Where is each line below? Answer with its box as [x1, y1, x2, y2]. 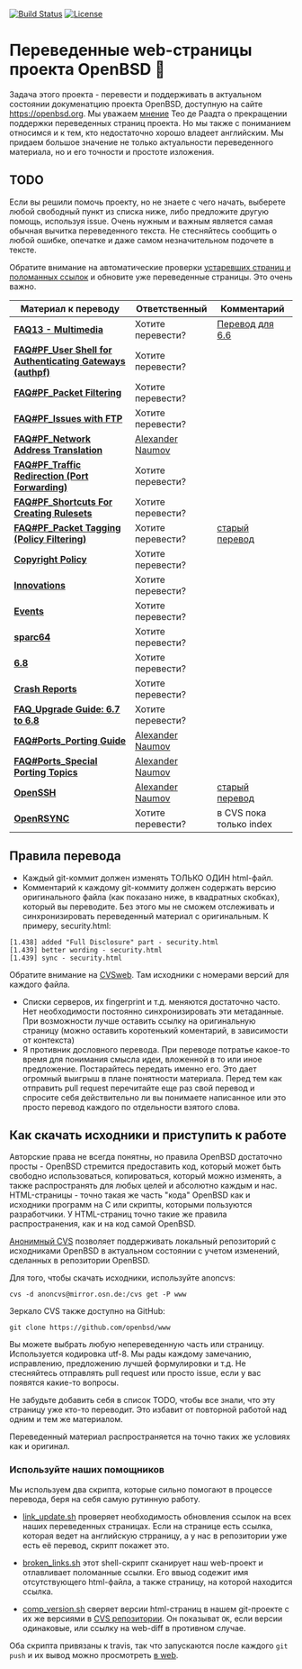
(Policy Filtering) [13, 533, 87, 545]
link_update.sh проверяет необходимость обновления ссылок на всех [22, 1510, 292, 1522]
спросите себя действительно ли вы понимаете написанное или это [22, 1091, 287, 1103]
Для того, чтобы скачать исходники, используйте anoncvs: [9, 1272, 235, 1283]
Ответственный [136, 302, 208, 315]
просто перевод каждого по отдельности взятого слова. [22, 1101, 241, 1112]
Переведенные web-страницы [9, 41, 253, 60]
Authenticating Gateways [13, 354, 126, 367]
